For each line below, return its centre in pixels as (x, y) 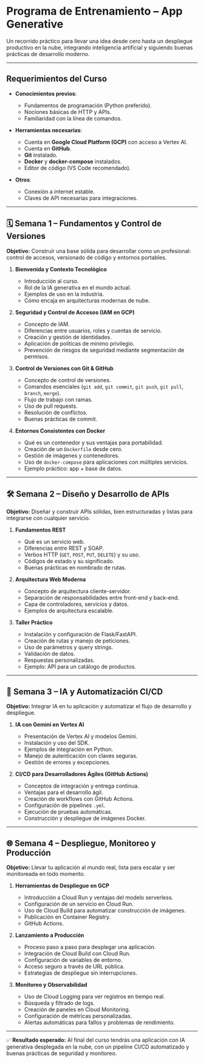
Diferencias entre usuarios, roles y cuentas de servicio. (93, 330)
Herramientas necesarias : (49, 130)
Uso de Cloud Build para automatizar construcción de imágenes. (105, 910)
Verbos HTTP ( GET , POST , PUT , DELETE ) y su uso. (82, 555)
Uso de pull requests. (51, 406)
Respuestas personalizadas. (59, 660)
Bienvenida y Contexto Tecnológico (61, 269)
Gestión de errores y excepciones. (67, 763)
